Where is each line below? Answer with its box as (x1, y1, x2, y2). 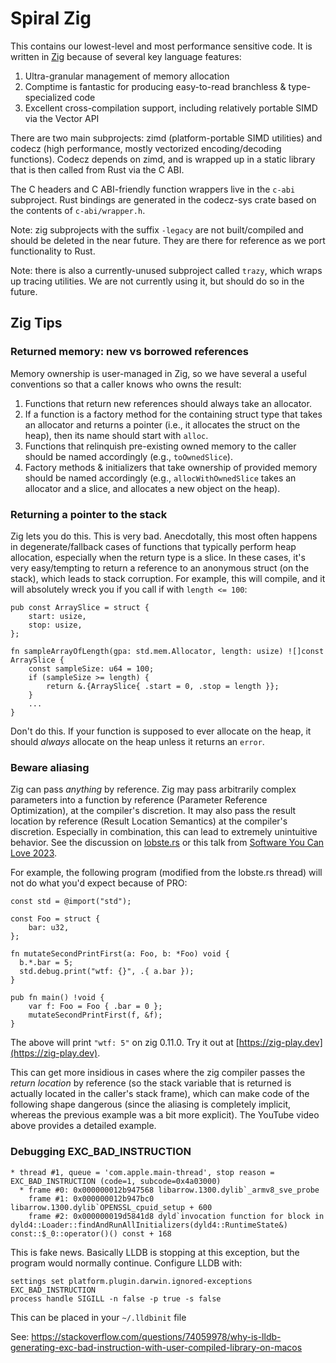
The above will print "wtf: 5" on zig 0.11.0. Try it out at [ (10, 1037, 240, 1049)
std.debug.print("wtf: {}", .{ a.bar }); (19, 967, 195, 977)
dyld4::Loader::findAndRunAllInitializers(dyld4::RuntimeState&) (10, 1220, 288, 1230)
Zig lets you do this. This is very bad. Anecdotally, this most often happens (10, 530, 318, 542)
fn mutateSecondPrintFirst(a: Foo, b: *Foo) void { (10, 949, 230, 959)
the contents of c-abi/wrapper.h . (10, 204, 146, 216)
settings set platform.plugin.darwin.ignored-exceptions (10, 1276, 253, 1286)
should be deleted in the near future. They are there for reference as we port (10, 234, 326, 246)
